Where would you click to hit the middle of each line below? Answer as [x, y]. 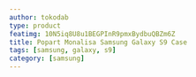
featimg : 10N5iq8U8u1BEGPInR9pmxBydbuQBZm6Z [92, 34]
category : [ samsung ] [47, 58]
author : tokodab [39, 17]
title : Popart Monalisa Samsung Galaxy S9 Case [98, 42]
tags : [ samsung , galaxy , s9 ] [63, 50]
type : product [35, 26]
